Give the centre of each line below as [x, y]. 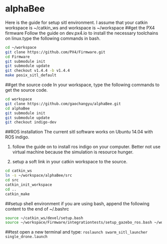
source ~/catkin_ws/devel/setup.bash [44, 218]
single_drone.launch [27, 237]
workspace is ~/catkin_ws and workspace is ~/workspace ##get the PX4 [80, 27]
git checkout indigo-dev [31, 122]
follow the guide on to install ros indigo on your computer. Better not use [86, 147]
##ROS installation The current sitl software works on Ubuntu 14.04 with [79, 132]
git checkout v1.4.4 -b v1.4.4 [38, 71]
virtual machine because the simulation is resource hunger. [73, 152]
